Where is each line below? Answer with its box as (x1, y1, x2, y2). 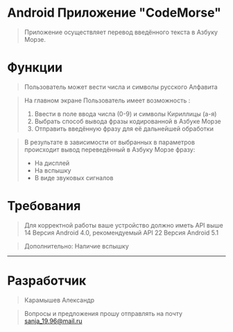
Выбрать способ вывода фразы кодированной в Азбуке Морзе (34, 117, 221, 125)
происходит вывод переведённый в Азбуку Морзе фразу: (24, 145, 196, 154)
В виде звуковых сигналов (34, 173, 114, 182)
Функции (7, 60, 63, 76)
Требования (7, 198, 81, 214)
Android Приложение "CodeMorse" (7, 5, 222, 21)
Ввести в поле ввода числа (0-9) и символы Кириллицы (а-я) (34, 109, 217, 118)
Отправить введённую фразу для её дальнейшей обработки (34, 124, 214, 133)
